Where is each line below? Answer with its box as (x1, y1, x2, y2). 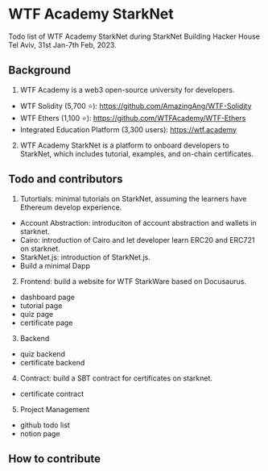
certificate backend (19, 357, 85, 367)
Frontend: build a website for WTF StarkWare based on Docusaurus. (19, 276, 247, 286)
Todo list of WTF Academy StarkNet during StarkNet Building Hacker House (8, 31, 260, 41)
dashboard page (19, 292, 75, 302)
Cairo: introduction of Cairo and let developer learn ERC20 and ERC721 (19, 235, 255, 244)
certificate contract (19, 389, 85, 398)
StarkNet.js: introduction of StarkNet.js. (19, 252, 150, 262)
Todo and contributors (8, 173, 123, 186)
